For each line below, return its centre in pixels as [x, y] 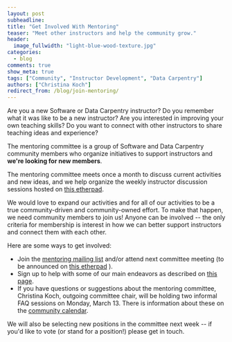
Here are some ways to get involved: [60, 246]
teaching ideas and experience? [53, 133]
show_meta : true [30, 71]
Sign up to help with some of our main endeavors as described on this [117, 274]
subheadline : [26, 20]
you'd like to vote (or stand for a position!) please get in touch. [96, 332]
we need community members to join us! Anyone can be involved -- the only [116, 217]
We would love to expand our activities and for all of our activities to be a [111, 203]
